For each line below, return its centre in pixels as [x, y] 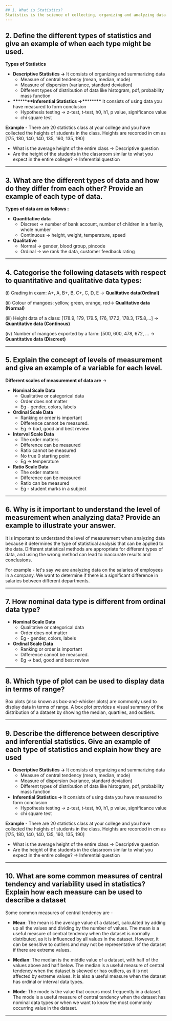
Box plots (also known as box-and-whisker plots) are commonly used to [81, 702]
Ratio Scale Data [30, 467]
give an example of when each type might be [78, 43]
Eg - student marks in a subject [53, 488]
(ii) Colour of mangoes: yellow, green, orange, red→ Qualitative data [78, 302]
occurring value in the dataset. [45, 1008]
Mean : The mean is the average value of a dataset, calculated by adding [89, 922]
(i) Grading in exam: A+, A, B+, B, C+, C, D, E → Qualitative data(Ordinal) [82, 293]
